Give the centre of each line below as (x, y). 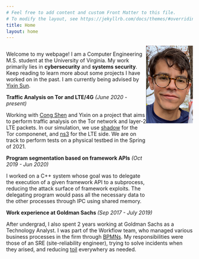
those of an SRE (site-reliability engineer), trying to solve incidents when (94, 243)
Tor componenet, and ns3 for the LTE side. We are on (71, 134)
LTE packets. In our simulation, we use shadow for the (72, 128)
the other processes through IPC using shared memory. (74, 201)
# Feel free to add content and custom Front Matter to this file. (91, 12)
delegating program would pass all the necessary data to (76, 195)
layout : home (22, 31)
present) (17, 103)
